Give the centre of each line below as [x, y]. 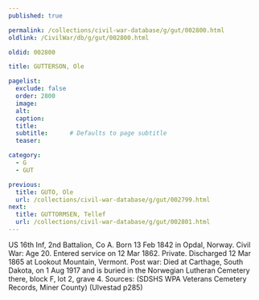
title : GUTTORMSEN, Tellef [61, 215]
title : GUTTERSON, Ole [46, 67]
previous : [25, 184]
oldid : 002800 [32, 52]
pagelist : [25, 81]
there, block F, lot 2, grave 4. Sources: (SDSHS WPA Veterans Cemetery [127, 278]
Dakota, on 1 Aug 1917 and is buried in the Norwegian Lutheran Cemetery [129, 270]
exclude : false [41, 89]
